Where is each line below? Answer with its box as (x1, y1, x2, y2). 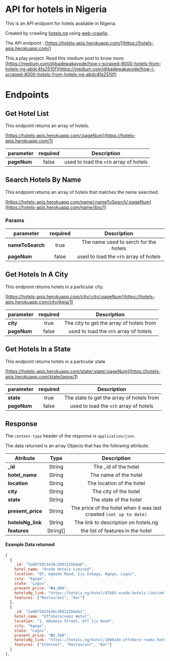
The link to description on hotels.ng (74, 519, 158, 526)
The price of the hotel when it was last (70, 504, 162, 512)
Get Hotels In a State (5, 345, 71, 354)
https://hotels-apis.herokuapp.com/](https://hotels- (46, 40, 154, 46)
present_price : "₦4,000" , (14, 586, 69, 591)
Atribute (15, 455, 35, 462)
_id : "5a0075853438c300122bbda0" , (14, 562, 87, 567)
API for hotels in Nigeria (5, 4, 107, 15)
